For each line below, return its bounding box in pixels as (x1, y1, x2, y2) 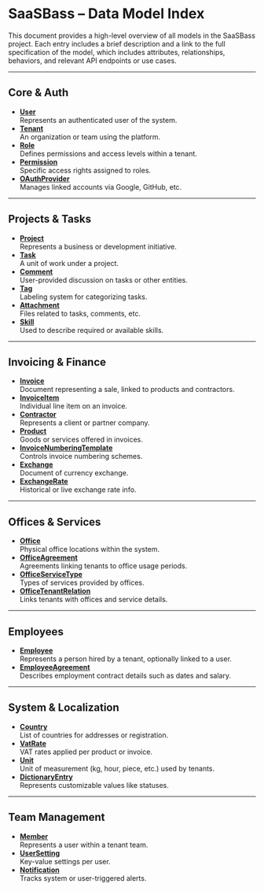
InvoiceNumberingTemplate (19, 443, 113, 453)
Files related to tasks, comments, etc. (19, 309, 141, 318)
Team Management (8, 811, 105, 824)
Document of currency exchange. (19, 468, 129, 478)
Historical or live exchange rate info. (19, 485, 137, 494)
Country (19, 722, 48, 731)
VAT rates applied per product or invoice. (19, 747, 153, 756)
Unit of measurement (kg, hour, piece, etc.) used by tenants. (19, 763, 215, 773)
